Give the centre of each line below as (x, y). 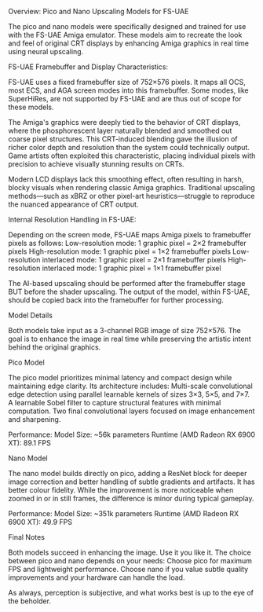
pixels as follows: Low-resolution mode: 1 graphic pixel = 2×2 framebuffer (128, 243)
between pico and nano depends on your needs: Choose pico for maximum (130, 561)
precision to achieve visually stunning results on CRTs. (96, 164)
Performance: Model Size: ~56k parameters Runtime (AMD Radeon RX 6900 (132, 434)
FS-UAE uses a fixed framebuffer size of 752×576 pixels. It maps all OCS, (127, 82)
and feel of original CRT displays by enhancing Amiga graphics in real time (129, 43)
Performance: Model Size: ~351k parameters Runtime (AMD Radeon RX (124, 513)
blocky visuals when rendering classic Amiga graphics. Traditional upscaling (131, 187)
